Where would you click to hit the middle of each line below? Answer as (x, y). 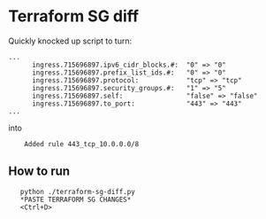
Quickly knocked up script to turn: (70, 41)
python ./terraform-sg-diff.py (78, 192)
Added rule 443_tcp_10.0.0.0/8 (82, 144)
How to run (39, 172)
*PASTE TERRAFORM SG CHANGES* (76, 199)
